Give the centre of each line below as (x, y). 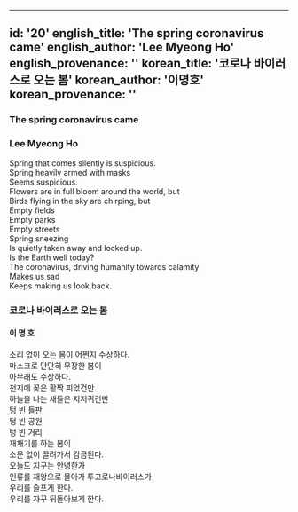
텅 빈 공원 (26, 421)
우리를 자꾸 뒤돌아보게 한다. (57, 499)
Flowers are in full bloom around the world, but (94, 191)
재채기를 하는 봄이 (40, 443)
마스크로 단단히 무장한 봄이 (55, 366)
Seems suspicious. (43, 182)
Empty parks (32, 219)
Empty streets (35, 229)
